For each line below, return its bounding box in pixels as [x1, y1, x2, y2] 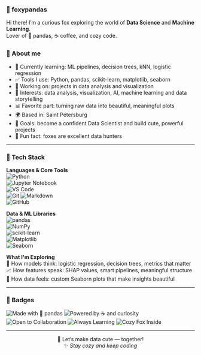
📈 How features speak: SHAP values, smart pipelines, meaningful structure [6, 266, 193, 273]
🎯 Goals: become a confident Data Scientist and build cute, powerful [14, 119, 184, 127]
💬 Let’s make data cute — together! [57, 336, 144, 343]
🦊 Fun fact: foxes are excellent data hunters [14, 132, 123, 140]
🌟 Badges [6, 296, 35, 304]
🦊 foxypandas [6, 5, 47, 14]
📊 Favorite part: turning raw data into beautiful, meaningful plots [14, 102, 175, 109]
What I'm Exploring [6, 253, 55, 260]
